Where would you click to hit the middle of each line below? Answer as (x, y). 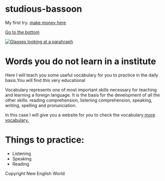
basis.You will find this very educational (45, 80)
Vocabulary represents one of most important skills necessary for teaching (81, 90)
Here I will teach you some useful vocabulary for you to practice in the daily (82, 75)
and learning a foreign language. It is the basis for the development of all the (82, 95)
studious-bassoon (44, 9)
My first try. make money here (36, 23)
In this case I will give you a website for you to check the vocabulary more (80, 115)
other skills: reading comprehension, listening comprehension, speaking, (79, 100)
